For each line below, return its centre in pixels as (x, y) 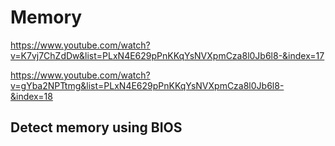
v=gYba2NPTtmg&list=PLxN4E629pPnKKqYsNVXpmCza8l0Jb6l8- (147, 85)
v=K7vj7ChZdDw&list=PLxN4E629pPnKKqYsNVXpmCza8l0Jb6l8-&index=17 (167, 55)
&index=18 (31, 96)
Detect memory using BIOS (96, 127)
